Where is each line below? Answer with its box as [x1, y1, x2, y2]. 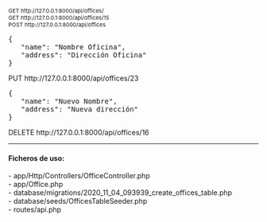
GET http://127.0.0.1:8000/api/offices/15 [8, 14, 110, 21]
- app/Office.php [8, 180, 64, 189]
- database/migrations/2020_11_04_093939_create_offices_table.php [8, 188, 233, 197]
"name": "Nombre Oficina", [21, 43, 126, 52]
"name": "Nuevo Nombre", [21, 97, 118, 106]
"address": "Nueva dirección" [21, 105, 139, 114]
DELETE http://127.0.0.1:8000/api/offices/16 [8, 128, 149, 137]
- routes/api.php [8, 204, 62, 215]
